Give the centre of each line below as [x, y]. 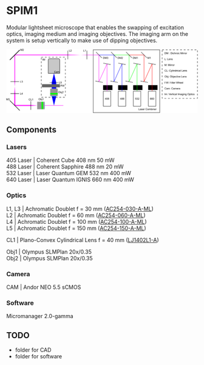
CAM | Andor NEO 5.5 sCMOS [44, 287]
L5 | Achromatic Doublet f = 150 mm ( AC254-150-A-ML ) [76, 228]
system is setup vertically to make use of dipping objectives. [82, 40]
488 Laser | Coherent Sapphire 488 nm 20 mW [65, 167]
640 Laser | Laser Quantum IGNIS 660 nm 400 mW [70, 179]
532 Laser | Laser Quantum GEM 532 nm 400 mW [69, 173]
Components [31, 130]
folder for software [39, 356]
